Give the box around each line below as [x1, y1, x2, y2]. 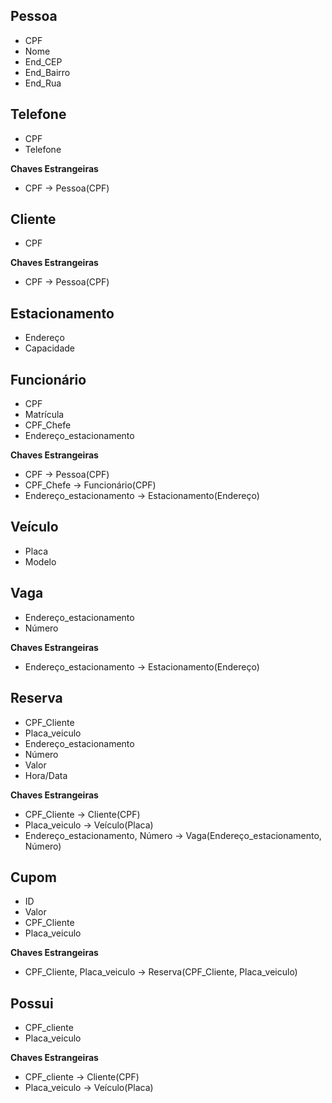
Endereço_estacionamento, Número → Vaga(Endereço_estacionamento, [24, 829, 322, 841]
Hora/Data [24, 769, 68, 781]
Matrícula [24, 409, 65, 421]
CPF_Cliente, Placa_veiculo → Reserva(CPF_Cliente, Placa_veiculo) [24, 966, 298, 978]
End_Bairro [24, 66, 71, 78]
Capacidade [24, 342, 76, 354]
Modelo [24, 555, 57, 568]
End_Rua [24, 77, 62, 89]
